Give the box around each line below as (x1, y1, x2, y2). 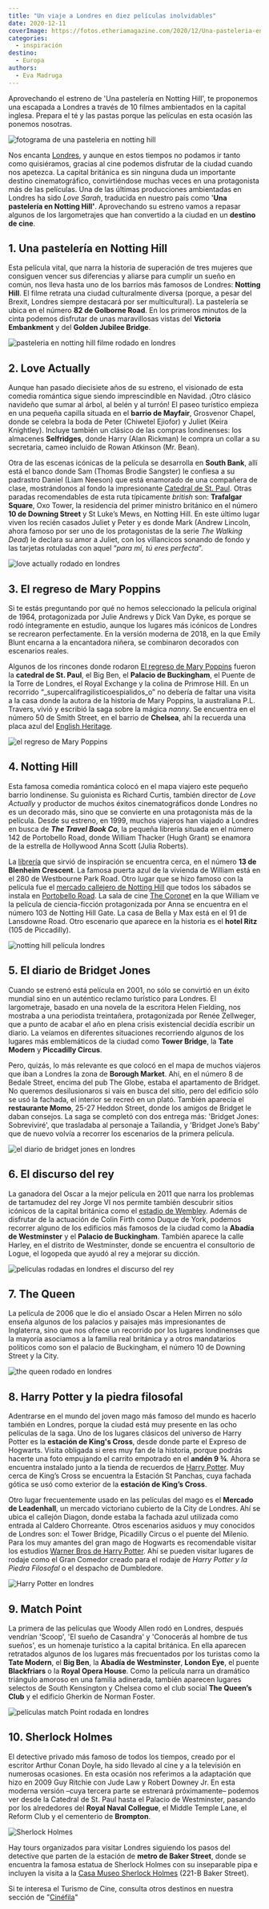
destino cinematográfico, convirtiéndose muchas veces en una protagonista (8, 176, 260, 185)
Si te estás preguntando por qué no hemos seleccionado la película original (8, 604, 257, 613)
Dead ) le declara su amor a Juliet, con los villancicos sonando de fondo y (8, 535, 251, 544)
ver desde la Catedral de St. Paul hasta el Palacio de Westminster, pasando (8, 1794, 256, 1804)
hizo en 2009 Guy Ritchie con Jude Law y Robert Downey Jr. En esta (8, 1777, 236, 1787)
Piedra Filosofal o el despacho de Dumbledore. (8, 1563, 164, 1573)
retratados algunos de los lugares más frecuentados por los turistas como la (8, 1649, 260, 1659)
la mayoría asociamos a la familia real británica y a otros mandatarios (8, 1334, 236, 1344)
